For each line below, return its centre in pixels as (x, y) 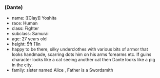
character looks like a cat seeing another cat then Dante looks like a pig (83, 60)
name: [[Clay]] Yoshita (34, 18)
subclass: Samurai (30, 34)
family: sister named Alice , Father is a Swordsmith (62, 70)
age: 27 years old (29, 39)
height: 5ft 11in (26, 44)
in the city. (22, 65)
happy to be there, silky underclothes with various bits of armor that (80, 49)
